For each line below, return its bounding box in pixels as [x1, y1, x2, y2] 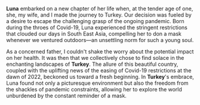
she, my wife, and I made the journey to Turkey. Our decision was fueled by [6, 11, 192, 18]
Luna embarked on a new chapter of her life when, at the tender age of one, [6, 5, 193, 12]
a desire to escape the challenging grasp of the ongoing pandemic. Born [6, 18, 184, 24]
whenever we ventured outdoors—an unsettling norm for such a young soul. [6, 37, 194, 43]
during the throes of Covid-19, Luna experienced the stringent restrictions [6, 24, 188, 31]
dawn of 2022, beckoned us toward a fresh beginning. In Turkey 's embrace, [6, 74, 194, 80]
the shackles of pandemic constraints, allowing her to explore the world [6, 86, 182, 93]
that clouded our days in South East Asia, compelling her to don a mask [6, 30, 182, 37]
